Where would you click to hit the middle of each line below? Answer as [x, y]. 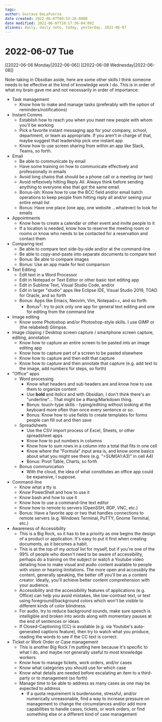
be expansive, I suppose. [51, 477]
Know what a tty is [38, 487]
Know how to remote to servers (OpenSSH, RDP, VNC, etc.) [78, 507]
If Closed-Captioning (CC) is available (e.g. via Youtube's [76, 626]
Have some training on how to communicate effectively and [79, 167]
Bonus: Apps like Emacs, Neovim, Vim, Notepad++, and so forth [83, 301]
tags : [10, 9]
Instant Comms [27, 115]
